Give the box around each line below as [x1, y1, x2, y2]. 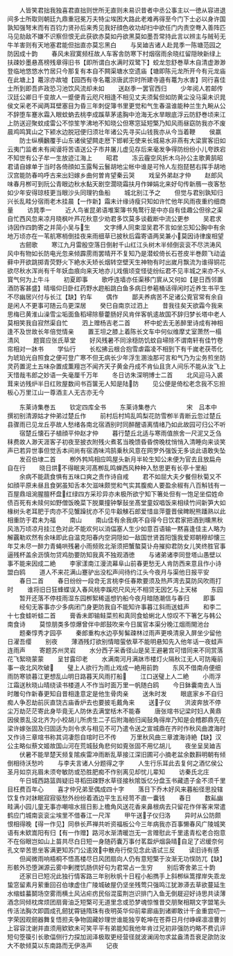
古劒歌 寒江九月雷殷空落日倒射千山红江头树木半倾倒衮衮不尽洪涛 [19, 240, 216, 249]
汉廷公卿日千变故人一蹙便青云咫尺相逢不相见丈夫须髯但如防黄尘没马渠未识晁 [7, 93, 226, 101]
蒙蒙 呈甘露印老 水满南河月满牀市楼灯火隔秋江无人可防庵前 [31, 655, 223, 663]
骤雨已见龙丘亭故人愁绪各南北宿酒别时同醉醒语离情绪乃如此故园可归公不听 [12, 420, 226, 429]
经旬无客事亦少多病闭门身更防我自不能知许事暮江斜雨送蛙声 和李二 [19, 603, 222, 611]
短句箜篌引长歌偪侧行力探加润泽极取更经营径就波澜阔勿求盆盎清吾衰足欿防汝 [7, 933, 226, 941]
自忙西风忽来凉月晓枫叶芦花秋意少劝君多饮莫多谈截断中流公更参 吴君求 [7, 215, 222, 222]
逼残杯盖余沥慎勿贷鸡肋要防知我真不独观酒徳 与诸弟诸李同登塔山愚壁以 [7, 551, 222, 559]
